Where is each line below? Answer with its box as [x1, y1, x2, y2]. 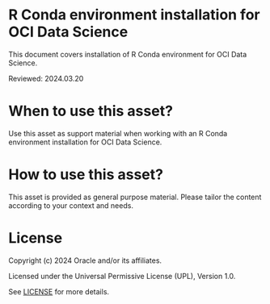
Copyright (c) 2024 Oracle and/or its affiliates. [8, 256, 162, 265]
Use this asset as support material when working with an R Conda [8, 128, 228, 138]
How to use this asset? [8, 165, 164, 184]
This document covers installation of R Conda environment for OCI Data [8, 49, 247, 59]
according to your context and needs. [8, 200, 133, 210]
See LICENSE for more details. [8, 286, 110, 296]
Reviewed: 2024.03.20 [8, 73, 84, 83]
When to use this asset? [8, 102, 174, 120]
